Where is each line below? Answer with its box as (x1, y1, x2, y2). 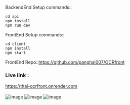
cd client (5, 41, 26, 46)
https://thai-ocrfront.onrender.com (5, 83, 77, 89)
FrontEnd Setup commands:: (5, 32, 65, 37)
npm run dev (5, 23, 30, 28)
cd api (5, 14, 19, 19)
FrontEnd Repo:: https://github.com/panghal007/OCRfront (5, 59, 125, 65)
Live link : (5, 72, 29, 79)
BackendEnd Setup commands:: (5, 5, 72, 10)
